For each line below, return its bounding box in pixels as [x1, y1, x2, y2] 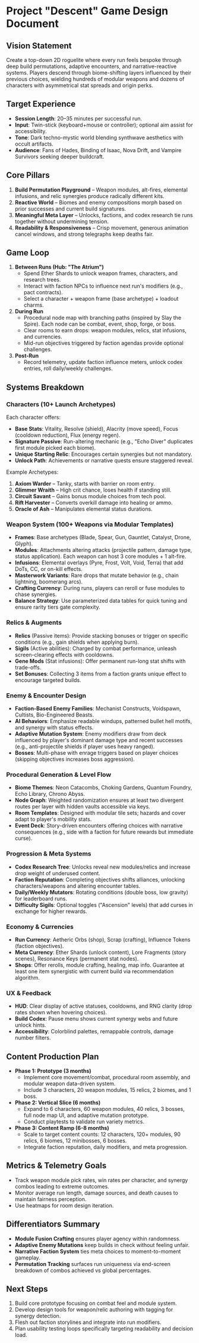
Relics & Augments [6, 619, 62, 627]
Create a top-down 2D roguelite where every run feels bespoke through [6, 57, 182, 63]
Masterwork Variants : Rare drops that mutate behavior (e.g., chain [14, 572, 179, 579]
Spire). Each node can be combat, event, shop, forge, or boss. [23, 320, 176, 328]
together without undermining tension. [14, 218, 109, 225]
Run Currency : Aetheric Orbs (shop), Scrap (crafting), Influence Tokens [14, 936, 191, 943]
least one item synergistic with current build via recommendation [14, 968, 174, 975]
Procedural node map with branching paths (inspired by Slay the [23, 314, 182, 322]
